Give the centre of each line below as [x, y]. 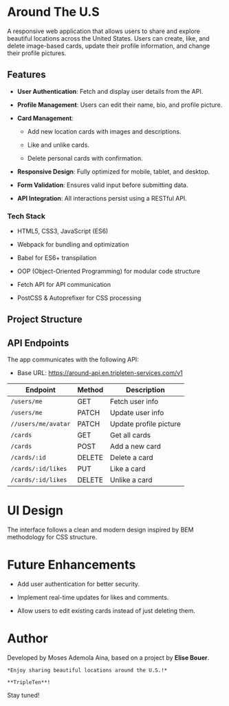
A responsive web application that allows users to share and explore [104, 31]
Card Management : [45, 118]
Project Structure [45, 320]
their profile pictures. [37, 53]
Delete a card [131, 458]
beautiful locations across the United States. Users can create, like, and [108, 38]
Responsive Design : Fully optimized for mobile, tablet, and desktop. [113, 171]
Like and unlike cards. [58, 145]
